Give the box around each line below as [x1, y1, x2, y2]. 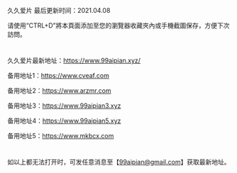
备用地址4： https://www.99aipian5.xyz [7, 116, 121, 125]
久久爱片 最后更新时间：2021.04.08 [7, 6, 111, 14]
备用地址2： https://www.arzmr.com [7, 86, 111, 95]
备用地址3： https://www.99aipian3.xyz [7, 101, 121, 110]
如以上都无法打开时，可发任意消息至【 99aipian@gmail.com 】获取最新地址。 [7, 158, 231, 167]
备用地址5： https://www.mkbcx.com [7, 132, 114, 140]
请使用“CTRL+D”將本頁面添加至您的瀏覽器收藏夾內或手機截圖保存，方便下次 [7, 21, 230, 30]
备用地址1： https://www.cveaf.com [7, 72, 110, 80]
